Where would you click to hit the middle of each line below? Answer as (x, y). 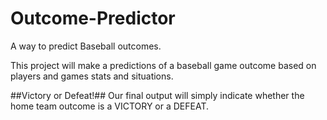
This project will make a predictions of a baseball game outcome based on (163, 65)
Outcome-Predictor (93, 18)
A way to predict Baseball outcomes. (86, 46)
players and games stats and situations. (92, 76)
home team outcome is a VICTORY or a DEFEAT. (109, 106)
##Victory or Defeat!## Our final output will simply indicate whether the (157, 95)
